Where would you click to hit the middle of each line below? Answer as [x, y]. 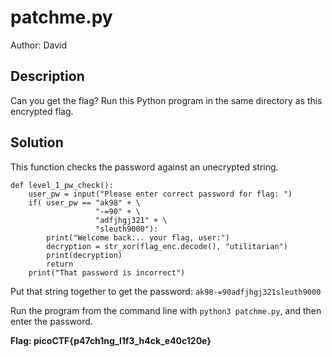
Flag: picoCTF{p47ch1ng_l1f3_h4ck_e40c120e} [111, 340]
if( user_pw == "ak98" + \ [84, 202]
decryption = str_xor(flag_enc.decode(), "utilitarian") [167, 246]
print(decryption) [84, 255]
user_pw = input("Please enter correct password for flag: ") [160, 194]
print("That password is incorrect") [107, 272]
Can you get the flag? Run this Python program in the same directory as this [166, 100]
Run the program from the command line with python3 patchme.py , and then [166, 310]
